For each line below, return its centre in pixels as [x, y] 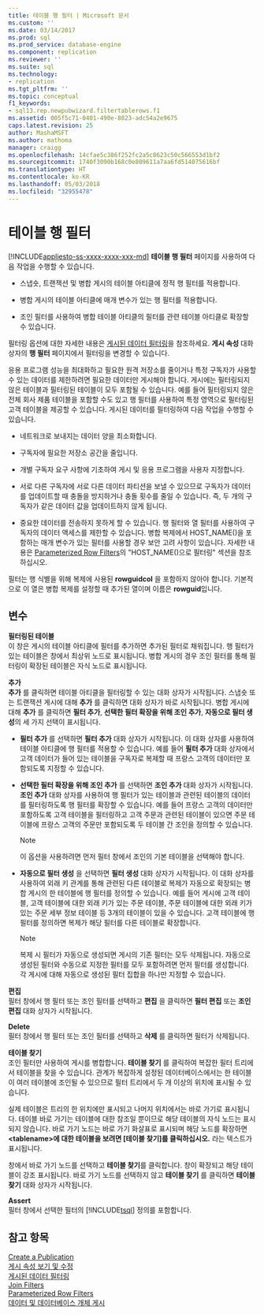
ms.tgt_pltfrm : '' [38, 89]
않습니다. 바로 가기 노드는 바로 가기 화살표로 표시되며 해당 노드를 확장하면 [135, 1129]
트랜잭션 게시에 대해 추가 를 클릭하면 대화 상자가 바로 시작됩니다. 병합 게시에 [133, 702]
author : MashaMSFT [38, 133]
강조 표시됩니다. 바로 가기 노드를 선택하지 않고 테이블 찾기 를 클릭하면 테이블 [139, 1175]
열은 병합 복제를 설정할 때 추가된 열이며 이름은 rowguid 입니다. [126, 588]
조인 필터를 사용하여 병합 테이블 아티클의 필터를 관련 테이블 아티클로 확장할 [134, 316]
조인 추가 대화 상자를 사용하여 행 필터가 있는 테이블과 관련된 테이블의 [125, 795]
